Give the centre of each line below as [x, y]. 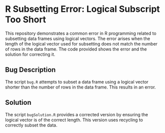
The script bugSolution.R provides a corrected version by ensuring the [77, 114]
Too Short [26, 20]
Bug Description [30, 70]
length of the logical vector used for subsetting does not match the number [81, 44]
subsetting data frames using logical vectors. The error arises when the [78, 39]
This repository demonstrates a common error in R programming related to [81, 33]
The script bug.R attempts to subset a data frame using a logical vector [77, 82]
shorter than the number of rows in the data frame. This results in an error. [81, 87]
